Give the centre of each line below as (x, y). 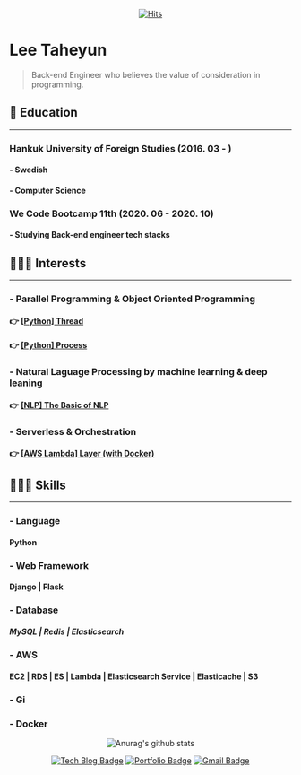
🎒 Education (43, 113)
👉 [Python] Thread (47, 321)
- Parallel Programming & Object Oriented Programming (133, 299)
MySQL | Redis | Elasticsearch (67, 631)
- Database (34, 610)
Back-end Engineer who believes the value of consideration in (146, 74)
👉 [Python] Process (48, 345)
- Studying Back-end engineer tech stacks (90, 235)
